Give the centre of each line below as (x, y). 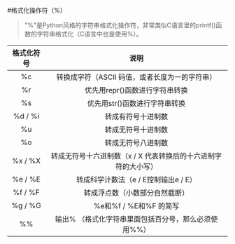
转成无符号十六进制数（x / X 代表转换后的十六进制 (133, 156)
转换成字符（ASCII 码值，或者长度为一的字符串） (136, 77)
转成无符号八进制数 (136, 143)
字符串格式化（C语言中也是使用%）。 (90, 34)
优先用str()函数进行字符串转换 (136, 103)
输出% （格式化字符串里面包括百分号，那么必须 (133, 219)
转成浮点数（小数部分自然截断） (136, 193)
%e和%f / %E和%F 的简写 (136, 206)
